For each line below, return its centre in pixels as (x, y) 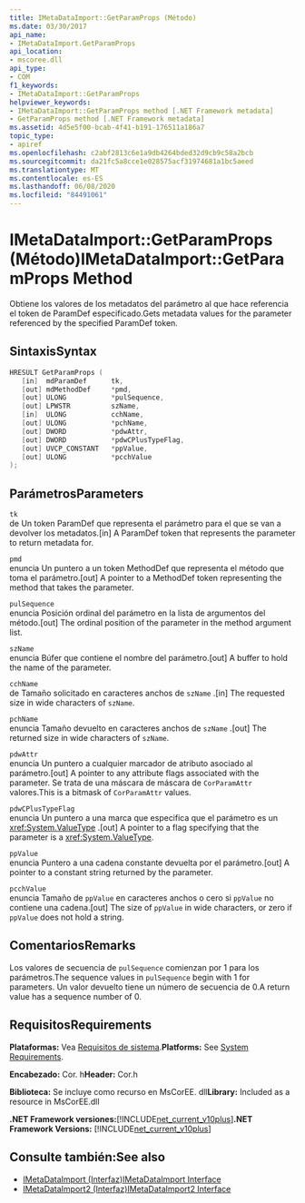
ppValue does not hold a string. (67, 917)
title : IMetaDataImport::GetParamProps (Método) (103, 18)
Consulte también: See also (88, 1157)
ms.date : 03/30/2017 (49, 26)
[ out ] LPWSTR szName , (81, 406)
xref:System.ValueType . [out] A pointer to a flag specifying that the (134, 828)
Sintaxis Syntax (53, 352)
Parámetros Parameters (77, 493)
